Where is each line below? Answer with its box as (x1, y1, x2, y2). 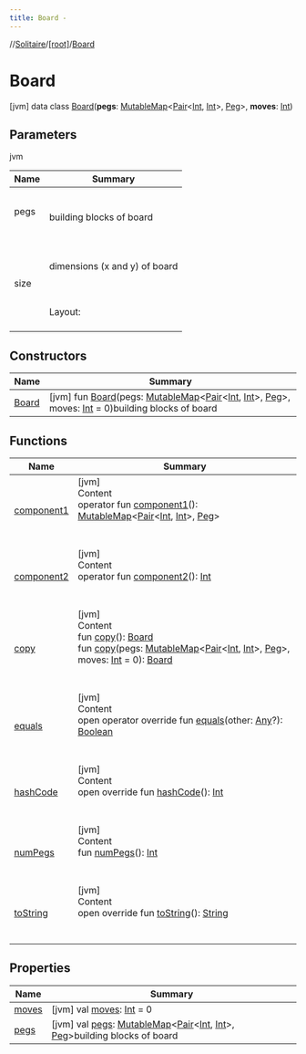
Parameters (9, 127, 77, 142)
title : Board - (9, 13, 67, 23)
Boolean (76, 725, 114, 737)
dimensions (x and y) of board (48, 260, 178, 273)
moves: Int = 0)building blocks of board (48, 402, 218, 415)
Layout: (48, 306, 81, 318)
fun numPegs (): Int (76, 846, 158, 859)
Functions (9, 433, 68, 448)
